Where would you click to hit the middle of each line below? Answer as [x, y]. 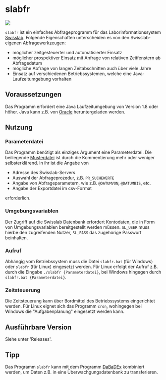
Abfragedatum [27, 63]
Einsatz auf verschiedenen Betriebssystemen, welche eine [72, 74]
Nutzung [19, 128]
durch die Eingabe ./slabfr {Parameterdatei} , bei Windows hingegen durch [83, 272]
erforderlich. [18, 198]
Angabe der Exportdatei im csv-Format [52, 189]
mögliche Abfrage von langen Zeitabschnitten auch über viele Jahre [82, 68]
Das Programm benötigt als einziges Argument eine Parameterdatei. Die [79, 152]
